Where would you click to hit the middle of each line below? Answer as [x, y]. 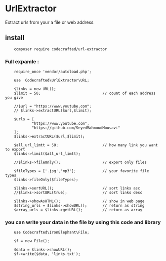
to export [15, 149]
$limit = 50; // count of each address [85, 93]
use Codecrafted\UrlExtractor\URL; [52, 80]
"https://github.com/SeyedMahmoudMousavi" [76, 128]
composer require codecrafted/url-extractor [61, 49]
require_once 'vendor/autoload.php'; [53, 72]
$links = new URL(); [35, 89]
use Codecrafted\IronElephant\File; [52, 232]
